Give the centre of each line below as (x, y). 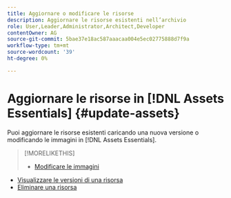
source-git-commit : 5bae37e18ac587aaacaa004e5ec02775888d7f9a (98, 39)
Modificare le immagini (67, 166)
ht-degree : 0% (28, 59)
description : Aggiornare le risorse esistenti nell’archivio (97, 20)
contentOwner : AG (32, 33)
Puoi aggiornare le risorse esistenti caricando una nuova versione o (103, 132)
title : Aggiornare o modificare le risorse (71, 13)
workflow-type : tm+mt (38, 46)
